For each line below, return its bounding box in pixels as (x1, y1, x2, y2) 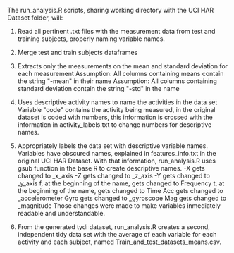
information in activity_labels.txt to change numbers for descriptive (17, 121, 212, 129)
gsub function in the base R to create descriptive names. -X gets (17, 164, 206, 172)
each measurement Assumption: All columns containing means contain (17, 70, 224, 78)
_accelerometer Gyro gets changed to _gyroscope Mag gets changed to (17, 194, 227, 202)
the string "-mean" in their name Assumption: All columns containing (17, 77, 217, 85)
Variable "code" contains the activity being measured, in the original (17, 106, 216, 113)
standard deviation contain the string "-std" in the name (17, 85, 180, 92)
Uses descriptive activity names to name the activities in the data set (17, 98, 218, 106)
